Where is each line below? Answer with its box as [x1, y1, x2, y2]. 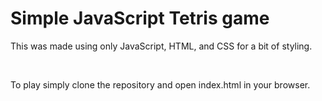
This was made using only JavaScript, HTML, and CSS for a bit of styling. [10, 40, 313, 52]
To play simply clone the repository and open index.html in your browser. [10, 78, 311, 91]
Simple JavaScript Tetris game [10, 7, 270, 30]
